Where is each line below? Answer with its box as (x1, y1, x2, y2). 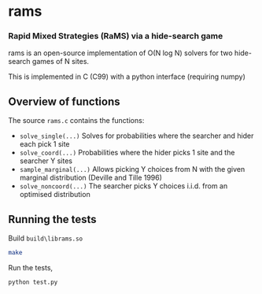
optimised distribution (19, 190, 90, 199)
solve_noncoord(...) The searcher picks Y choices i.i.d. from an (19, 181, 228, 191)
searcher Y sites (19, 156, 73, 166)
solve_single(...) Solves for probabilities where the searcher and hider (19, 131, 254, 140)
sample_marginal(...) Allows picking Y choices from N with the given (19, 165, 245, 174)
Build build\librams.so (8, 233, 83, 243)
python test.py (8, 278, 58, 286)
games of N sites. (31, 57, 89, 66)
